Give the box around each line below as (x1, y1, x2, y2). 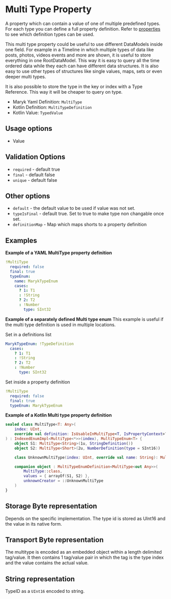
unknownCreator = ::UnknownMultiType (23, 478, 103, 483)
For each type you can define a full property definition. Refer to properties (5, 25, 161, 32)
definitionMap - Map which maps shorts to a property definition (12, 222, 147, 228)
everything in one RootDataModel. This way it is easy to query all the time (5, 57, 160, 63)
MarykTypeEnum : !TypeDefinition (5, 341, 74, 346)
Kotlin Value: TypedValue (12, 110, 63, 116)
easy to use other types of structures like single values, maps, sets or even (5, 68, 162, 74)
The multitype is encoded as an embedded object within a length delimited (5, 549, 162, 555)
